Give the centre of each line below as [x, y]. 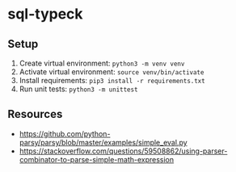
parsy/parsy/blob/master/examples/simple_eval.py [103, 142]
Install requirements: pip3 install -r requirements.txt [112, 80]
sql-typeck [45, 14]
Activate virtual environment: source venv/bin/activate [112, 72]
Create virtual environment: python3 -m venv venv [102, 63]
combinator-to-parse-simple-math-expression [97, 159]
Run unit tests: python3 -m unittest [78, 89]
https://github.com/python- [65, 133]
